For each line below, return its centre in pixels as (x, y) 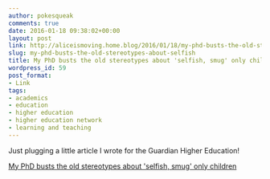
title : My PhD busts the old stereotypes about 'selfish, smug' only (127, 61)
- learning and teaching (50, 128)
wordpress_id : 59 (37, 68)
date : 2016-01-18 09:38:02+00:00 (64, 31)
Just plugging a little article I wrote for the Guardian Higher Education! (124, 150)
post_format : (30, 75)
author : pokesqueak (41, 16)
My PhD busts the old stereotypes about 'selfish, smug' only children (123, 166)
